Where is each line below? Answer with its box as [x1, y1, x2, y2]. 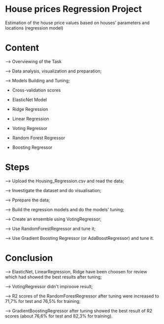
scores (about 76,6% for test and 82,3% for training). [5, 313, 113, 319]
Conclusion [5, 253, 53, 263]
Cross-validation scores [12, 87, 61, 93]
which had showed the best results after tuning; [5, 274, 102, 280]
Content [5, 42, 39, 54]
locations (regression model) [5, 25, 64, 31]
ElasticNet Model [12, 97, 47, 102]
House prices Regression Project [5, 3, 142, 15]
